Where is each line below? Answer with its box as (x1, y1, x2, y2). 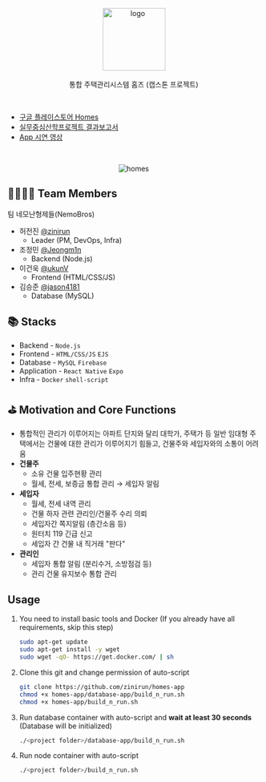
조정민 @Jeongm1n (18, 244, 82, 254)
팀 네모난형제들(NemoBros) (7, 209, 95, 219)
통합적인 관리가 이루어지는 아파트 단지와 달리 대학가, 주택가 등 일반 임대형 (18, 429, 248, 438)
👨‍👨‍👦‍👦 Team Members (7, 187, 118, 200)
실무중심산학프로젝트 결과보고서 (18, 123, 119, 131)
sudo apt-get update (18, 638, 88, 647)
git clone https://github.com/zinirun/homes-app (18, 683, 185, 691)
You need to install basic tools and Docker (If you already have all (18, 614, 236, 624)
